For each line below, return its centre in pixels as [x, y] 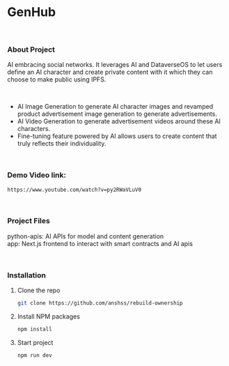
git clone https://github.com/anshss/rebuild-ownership [100, 303]
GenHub [32, 12]
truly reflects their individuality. [62, 144]
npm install [34, 329]
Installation [27, 275]
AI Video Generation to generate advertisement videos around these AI [119, 121]
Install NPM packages [48, 316]
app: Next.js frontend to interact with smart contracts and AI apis [100, 243]
